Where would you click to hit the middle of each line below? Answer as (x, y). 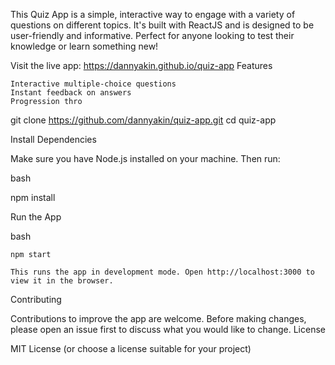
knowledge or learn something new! (84, 46)
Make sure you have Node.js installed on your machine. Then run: (145, 158)
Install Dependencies (53, 139)
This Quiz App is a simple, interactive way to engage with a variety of (153, 14)
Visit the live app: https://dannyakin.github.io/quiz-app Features (141, 65)
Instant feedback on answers (71, 93)
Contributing (36, 299)
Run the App (36, 217)
